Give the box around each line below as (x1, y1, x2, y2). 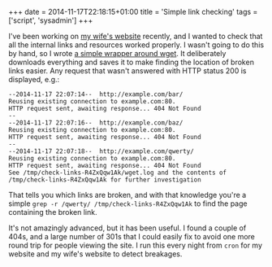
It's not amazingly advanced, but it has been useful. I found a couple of (8, 223, 247, 233)
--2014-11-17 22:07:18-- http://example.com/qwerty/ (8, 147, 195, 155)
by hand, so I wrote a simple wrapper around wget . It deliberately (8, 49, 227, 58)
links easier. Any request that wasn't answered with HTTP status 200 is (8, 66, 247, 76)
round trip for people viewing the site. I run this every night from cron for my (8, 240, 262, 250)
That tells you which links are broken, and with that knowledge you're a (8, 190, 247, 199)
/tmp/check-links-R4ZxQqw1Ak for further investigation (8, 176, 201, 184)
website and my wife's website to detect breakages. (8, 249, 183, 259)
